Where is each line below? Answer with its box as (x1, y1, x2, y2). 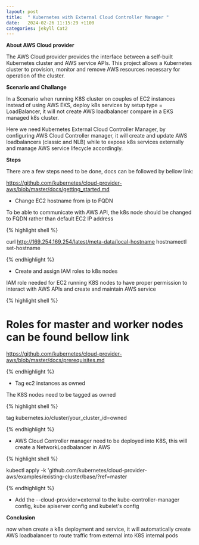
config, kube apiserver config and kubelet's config (14, 503, 139, 510)
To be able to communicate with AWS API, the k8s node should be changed (6, 209, 192, 216)
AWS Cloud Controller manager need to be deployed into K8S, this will (14, 437, 188, 444)
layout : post (6, 8, 39, 15)
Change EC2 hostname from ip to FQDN (14, 197, 113, 204)
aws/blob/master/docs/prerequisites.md (6, 357, 105, 364)
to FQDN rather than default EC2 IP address (6, 215, 114, 222)
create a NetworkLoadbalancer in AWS (14, 444, 111, 451)
